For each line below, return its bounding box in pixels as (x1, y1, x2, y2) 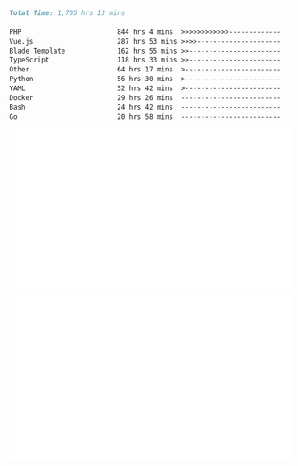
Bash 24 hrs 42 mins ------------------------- (9, 103, 281, 112)
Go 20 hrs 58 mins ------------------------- (9, 112, 281, 121)
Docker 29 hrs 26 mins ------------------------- (9, 93, 281, 102)
